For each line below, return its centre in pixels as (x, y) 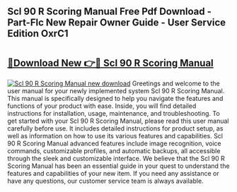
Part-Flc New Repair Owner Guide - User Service (117, 23)
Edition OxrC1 (38, 34)
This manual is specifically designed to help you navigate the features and (115, 98)
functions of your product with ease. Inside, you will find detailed (102, 106)
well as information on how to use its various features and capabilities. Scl (115, 136)
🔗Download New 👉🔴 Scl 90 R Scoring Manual (110, 63)
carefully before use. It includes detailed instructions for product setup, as (115, 128)
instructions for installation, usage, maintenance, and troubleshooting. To (114, 113)
